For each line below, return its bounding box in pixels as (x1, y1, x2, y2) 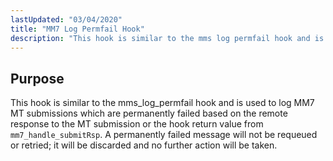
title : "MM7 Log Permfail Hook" (10, 24, 145, 34)
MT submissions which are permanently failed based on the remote (10, 107, 288, 120)
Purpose (10, 70, 65, 87)
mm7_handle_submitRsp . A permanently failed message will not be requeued (10, 129, 318, 141)
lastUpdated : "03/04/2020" (10, 14, 123, 25)
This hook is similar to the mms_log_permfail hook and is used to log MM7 (10, 97, 315, 109)
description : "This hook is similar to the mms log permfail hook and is (10, 33, 325, 43)
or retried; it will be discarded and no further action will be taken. (10, 139, 278, 151)
